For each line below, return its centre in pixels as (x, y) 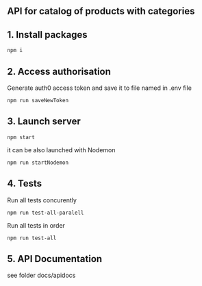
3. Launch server (44, 122)
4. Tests (25, 183)
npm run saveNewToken (38, 101)
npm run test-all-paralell (46, 213)
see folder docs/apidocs (41, 275)
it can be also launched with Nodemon (61, 150)
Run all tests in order (36, 225)
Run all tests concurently (42, 200)
